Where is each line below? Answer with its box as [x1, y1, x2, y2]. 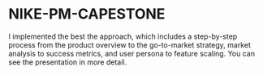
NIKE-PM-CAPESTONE [8, 5, 166, 23]
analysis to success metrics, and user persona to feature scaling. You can [8, 48, 256, 58]
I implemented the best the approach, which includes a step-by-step [8, 31, 238, 41]
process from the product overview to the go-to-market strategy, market [8, 40, 252, 49]
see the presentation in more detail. [8, 57, 127, 67]
